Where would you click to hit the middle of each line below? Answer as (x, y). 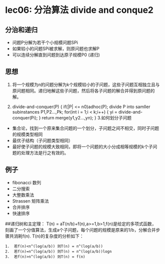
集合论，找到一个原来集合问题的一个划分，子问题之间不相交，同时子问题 (85, 128)
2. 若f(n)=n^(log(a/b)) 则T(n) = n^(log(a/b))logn (58, 251)
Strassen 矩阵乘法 (31, 201)
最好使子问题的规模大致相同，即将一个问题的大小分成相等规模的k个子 (82, 147)
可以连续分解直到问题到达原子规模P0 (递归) (56, 55)
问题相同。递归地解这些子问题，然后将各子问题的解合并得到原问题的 (86, 90)
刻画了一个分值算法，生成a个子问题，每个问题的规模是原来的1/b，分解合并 (81, 230)
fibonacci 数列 (27, 182)
